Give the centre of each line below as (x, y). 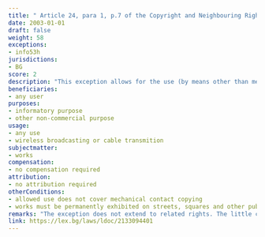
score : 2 (22, 74)
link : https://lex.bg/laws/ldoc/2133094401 (81, 221)
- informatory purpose (45, 111)
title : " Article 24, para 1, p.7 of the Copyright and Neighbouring (125, 15)
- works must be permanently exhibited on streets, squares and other (127, 206)
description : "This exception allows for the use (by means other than (128, 81)
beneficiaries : (33, 89)
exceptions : (28, 45)
